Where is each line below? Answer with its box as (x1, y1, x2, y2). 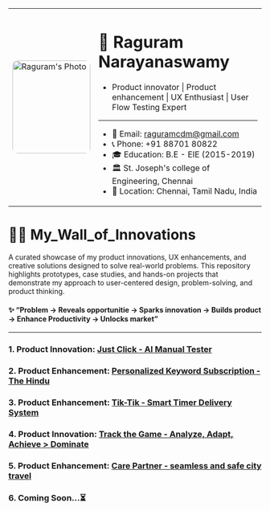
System (8, 407, 39, 419)
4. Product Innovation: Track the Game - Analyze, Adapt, (8, 429, 235, 440)
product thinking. (8, 287, 65, 296)
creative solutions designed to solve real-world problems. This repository (8, 261, 251, 271)
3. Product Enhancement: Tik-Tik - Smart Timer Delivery (8, 397, 233, 408)
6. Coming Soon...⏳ (8, 492, 87, 503)
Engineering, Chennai (112, 176, 194, 187)
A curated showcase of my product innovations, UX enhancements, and (8, 252, 247, 262)
